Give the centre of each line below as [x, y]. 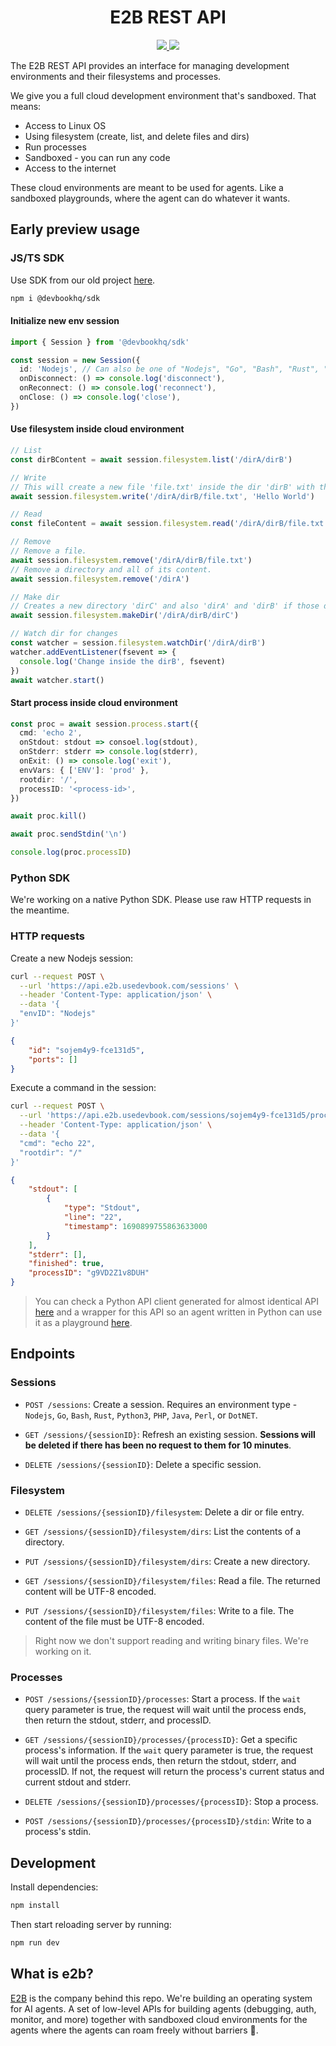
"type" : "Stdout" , [102, 1208]
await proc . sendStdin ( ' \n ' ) [69, 834]
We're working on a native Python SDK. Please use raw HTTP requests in [161, 900]
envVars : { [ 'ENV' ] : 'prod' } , [84, 770]
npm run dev [35, 1943]
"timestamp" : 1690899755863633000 [135, 1226]
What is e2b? [52, 1974]
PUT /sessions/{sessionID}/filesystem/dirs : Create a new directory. [167, 1562]
